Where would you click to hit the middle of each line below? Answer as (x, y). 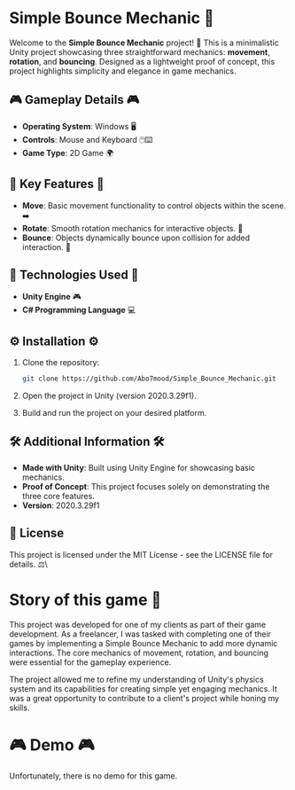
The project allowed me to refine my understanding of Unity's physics (136, 679)
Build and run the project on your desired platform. (114, 413)
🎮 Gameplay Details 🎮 (74, 100)
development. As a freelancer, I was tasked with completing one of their (140, 634)
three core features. (58, 496)
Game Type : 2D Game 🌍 (68, 153)
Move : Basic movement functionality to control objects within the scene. (154, 205)
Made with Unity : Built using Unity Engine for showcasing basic (138, 467)
